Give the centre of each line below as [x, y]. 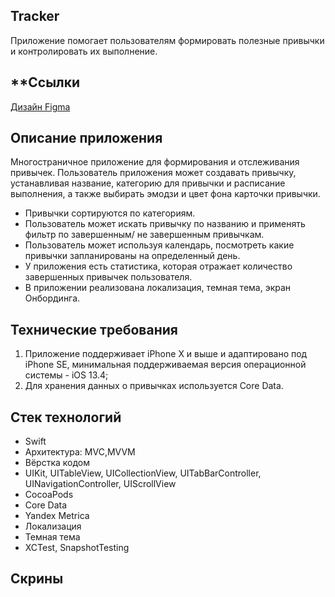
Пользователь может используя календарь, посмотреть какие [159, 245]
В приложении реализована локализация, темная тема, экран [158, 288]
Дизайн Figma [40, 106]
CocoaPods [49, 495]
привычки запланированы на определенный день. [132, 256]
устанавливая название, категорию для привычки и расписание [148, 183]
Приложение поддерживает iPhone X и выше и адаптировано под [166, 354]
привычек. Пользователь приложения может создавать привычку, [153, 173]
